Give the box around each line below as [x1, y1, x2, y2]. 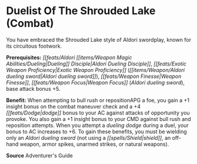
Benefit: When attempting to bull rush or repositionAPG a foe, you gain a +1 [6, 96, 190, 104]
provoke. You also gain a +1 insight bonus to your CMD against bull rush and [6, 115, 192, 122]
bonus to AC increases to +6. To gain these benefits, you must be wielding [6, 128, 187, 135]
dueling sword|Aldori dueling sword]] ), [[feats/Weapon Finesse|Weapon [6, 73, 182, 80]
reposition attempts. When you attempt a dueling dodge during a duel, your [6, 122, 189, 129]
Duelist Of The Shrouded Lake [6, 4, 156, 18]
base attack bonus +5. [6, 85, 61, 92]
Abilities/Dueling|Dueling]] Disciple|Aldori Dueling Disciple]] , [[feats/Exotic [6, 60, 187, 67]
